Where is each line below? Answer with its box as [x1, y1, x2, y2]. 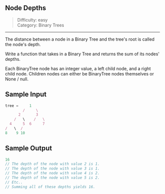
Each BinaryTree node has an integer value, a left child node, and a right [5, 66, 151, 72]
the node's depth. [5, 41, 41, 47]
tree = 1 [5, 103, 32, 108]
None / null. [5, 76, 28, 82]
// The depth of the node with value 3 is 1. [5, 166, 100, 171]
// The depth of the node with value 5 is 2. [5, 175, 100, 180]
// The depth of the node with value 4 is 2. [5, 171, 100, 176]
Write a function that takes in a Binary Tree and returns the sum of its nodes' [5, 51, 160, 57]
